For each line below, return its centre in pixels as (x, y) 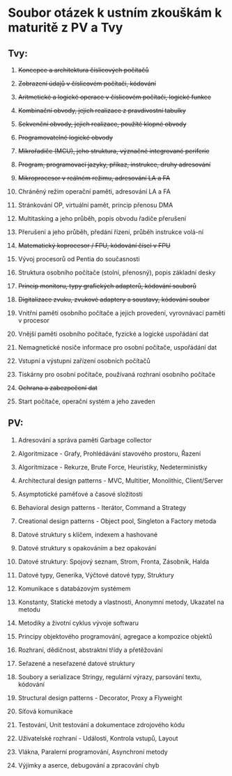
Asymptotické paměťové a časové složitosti (80, 494)
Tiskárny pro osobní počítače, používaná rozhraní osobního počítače (116, 374)
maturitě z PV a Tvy (65, 28)
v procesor (33, 320)
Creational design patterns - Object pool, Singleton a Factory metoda (117, 521)
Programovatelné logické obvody (65, 138)
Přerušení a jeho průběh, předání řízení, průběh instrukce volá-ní (111, 232)
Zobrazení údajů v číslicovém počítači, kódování (87, 84)
